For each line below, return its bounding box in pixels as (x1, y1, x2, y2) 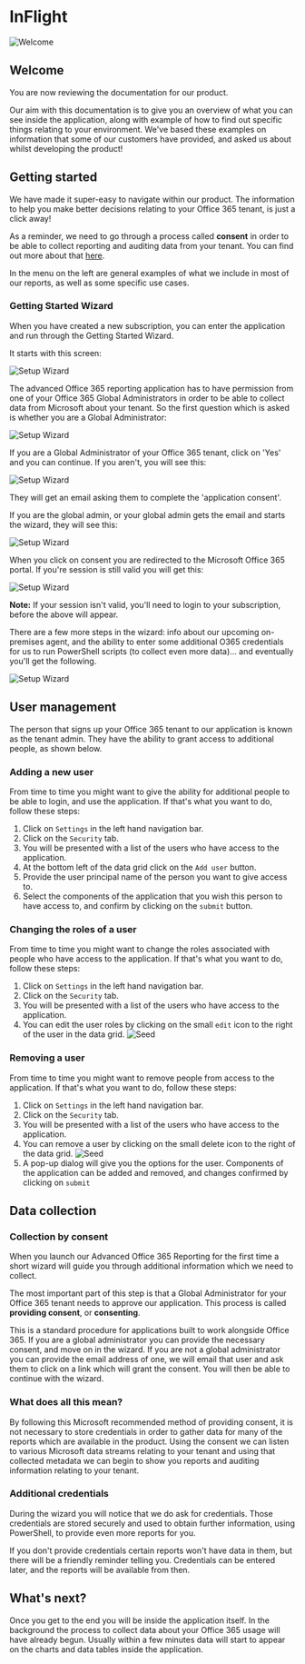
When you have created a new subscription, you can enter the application (9, 320, 286, 331)
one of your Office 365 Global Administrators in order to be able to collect (9, 393, 285, 404)
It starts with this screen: (9, 347, 102, 358)
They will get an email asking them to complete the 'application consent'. (9, 492, 282, 503)
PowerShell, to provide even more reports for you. (9, 1527, 197, 1538)
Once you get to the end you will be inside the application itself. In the (9, 1615, 271, 1626)
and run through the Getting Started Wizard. (9, 330, 174, 341)
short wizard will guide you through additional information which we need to (9, 1260, 293, 1271)
